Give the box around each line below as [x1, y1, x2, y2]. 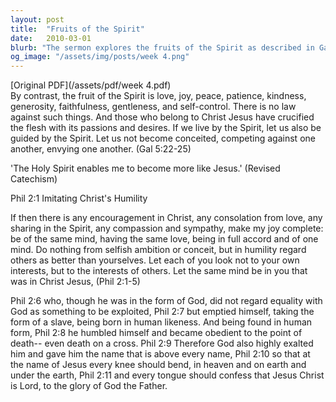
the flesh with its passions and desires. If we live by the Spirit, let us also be [10, 122, 322, 134]
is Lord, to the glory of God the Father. [10, 380, 168, 392]
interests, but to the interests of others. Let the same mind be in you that [10, 265, 308, 277]
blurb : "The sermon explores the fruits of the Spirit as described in [10, 42, 315, 53]
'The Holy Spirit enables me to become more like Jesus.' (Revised [10, 162, 281, 175]
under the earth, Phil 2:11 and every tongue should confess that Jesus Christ [10, 369, 325, 381]
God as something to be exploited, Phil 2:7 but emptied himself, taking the [10, 306, 315, 318]
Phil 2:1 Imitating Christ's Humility [10, 192, 148, 205]
